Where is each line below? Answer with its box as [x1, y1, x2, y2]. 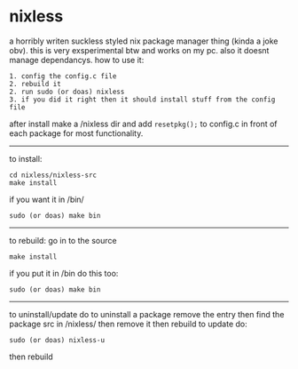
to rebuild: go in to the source [9, 235, 117, 245]
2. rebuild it [9, 79, 62, 88]
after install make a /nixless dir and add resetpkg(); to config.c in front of [9, 118, 278, 129]
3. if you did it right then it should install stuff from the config [9, 95, 276, 104]
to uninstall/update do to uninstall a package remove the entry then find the [9, 309, 285, 319]
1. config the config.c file [9, 71, 117, 81]
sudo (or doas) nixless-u [9, 335, 105, 344]
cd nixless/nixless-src [9, 171, 98, 180]
